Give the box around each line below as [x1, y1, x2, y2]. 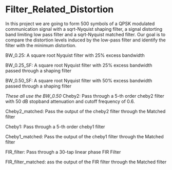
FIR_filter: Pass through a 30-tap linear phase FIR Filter [5, 148, 121, 155]
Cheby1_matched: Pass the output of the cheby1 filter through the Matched [5, 133, 164, 139]
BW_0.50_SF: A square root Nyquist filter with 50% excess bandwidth [5, 77, 152, 83]
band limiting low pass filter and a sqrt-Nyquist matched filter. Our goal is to [5, 31, 166, 37]
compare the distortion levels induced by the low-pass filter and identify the [5, 37, 166, 43]
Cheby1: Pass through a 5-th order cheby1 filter [5, 123, 105, 130]
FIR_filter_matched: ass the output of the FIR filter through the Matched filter [5, 159, 167, 165]
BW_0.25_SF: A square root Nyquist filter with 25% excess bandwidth [5, 62, 152, 68]
